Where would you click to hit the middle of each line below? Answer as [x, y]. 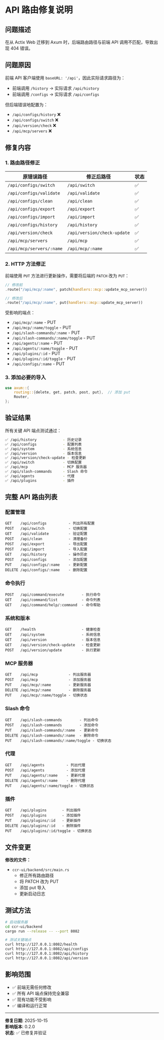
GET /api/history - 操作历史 [46, 555]
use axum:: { [17, 388]
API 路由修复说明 [39, 10]
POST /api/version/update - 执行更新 [53, 650]
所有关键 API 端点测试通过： [33, 430]
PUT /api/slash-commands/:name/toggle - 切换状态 [58, 740]
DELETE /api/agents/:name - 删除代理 [45, 780]
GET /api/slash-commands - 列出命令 [52, 720]
